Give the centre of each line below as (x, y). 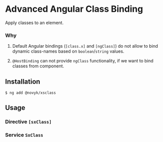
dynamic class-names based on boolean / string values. (68, 51)
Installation (23, 81)
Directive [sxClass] (28, 122)
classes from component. (38, 66)
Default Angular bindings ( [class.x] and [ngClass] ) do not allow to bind (85, 46)
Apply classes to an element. (34, 23)
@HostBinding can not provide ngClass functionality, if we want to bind (83, 61)
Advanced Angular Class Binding (74, 9)
